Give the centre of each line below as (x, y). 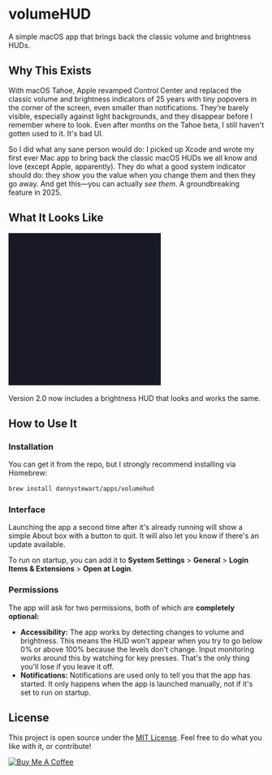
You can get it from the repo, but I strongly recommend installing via (122, 464)
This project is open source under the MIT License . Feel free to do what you (135, 737)
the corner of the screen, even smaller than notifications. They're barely (129, 107)
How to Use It (43, 423)
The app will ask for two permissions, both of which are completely (122, 607)
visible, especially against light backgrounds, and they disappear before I (131, 116)
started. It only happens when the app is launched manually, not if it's (136, 683)
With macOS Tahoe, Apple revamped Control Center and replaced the (125, 90)
